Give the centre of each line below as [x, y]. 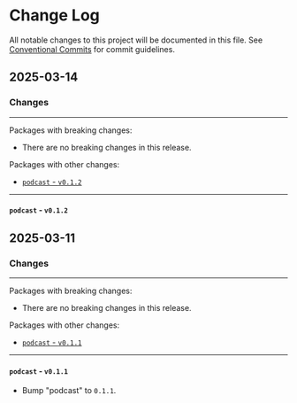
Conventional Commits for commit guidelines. [92, 49]
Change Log [54, 15]
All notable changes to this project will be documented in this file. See [136, 40]
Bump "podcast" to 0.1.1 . [69, 391]
